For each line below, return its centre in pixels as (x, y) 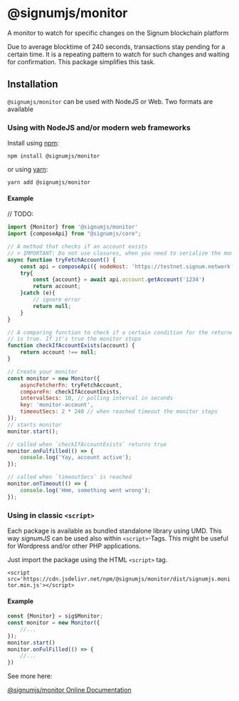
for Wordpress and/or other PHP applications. (74, 546)
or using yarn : (28, 170)
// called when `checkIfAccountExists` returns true (87, 444)
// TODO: (21, 214)
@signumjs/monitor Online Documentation (69, 690)
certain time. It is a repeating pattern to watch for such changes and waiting (118, 54)
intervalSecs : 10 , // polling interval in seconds (97, 398)
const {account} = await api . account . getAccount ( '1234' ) (119, 280)
